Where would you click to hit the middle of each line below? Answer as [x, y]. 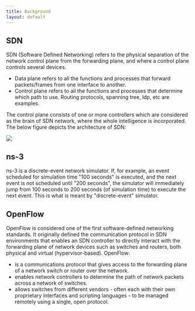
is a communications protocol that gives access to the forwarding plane [101, 264]
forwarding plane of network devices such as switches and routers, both [94, 247]
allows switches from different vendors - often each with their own [95, 289]
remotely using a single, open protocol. [62, 302]
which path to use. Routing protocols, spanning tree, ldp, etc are [92, 97]
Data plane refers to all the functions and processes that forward [93, 78]
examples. [27, 104]
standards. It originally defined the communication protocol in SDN [86, 234]
